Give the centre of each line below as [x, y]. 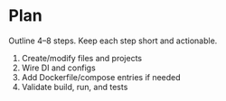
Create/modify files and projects [81, 58]
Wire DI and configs [58, 68]
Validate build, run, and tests [75, 87]
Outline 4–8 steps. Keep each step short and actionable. [113, 41]
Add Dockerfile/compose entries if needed [101, 77]
